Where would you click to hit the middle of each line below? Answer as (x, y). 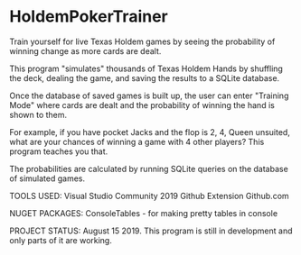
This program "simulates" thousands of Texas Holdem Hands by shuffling (146, 68)
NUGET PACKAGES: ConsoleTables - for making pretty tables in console (144, 213)
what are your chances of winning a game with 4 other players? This (137, 141)
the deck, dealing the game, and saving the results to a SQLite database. (145, 77)
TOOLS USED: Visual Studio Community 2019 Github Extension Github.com (149, 196)
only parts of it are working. (61, 240)
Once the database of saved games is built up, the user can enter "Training (149, 96)
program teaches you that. (59, 151)
